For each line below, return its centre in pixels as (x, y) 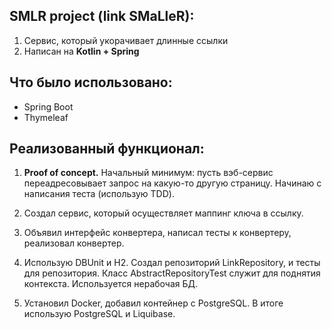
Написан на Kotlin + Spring (81, 51)
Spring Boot (48, 106)
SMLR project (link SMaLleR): (102, 16)
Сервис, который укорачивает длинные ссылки (126, 40)
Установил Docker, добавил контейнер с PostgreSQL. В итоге (153, 303)
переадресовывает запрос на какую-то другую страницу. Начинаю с (172, 183)
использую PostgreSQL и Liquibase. (99, 314)
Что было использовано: (91, 82)
